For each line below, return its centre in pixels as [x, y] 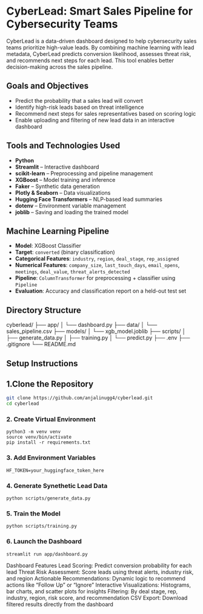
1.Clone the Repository [50, 384]
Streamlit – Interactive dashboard [57, 167]
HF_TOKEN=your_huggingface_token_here [55, 470]
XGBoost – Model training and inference [65, 180]
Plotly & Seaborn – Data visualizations [63, 192]
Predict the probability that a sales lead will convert [79, 100]
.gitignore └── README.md [41, 344]
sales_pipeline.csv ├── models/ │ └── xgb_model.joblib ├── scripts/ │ [96, 331]
